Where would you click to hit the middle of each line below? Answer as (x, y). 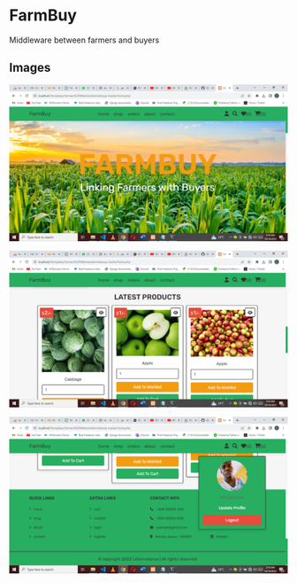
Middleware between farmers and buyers (84, 40)
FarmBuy (43, 16)
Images (30, 68)
